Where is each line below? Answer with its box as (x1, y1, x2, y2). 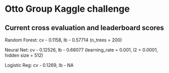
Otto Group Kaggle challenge (5, 3, 130, 15)
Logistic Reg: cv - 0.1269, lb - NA (5, 62, 74, 68)
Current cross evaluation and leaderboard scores (5, 23, 164, 32)
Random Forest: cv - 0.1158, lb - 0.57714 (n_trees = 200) (5, 37, 122, 43)
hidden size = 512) (5, 52, 44, 58)
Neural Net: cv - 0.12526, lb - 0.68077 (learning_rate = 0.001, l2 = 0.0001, (5, 47, 158, 53)
